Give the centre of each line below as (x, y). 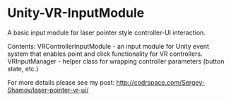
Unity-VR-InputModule (76, 13)
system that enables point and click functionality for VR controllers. (105, 54)
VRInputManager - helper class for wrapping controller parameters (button (116, 61)
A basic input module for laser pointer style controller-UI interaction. (107, 32)
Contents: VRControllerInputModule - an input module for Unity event (108, 46)
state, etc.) (23, 69)
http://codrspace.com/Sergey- (161, 82)
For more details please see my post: (61, 82)
